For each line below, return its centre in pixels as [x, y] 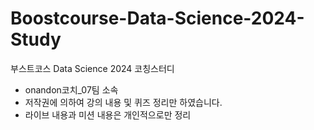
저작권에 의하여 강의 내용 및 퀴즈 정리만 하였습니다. [123, 102]
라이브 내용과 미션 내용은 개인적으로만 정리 [108, 114]
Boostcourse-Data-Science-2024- [157, 18]
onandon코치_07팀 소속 [71, 89]
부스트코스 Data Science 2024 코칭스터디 [92, 68]
